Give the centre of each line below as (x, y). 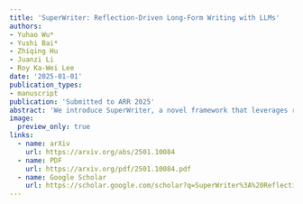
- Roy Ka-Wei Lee (42, 69)
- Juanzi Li (32, 60)
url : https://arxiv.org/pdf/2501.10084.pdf (109, 169)
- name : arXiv (44, 144)
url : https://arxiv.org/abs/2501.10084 (101, 152)
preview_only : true (54, 127)
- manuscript (34, 93)
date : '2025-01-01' (46, 77)
